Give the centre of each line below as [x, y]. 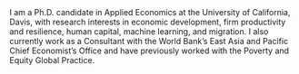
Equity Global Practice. [52, 60]
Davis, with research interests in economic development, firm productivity [148, 22]
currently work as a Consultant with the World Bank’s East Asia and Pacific [149, 41]
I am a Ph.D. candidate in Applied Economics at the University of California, [150, 12]
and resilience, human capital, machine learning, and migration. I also [139, 32]
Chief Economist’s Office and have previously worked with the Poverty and [149, 51]
